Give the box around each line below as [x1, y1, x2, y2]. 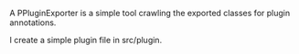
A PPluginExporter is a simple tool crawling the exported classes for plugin [9, 8, 291, 18]
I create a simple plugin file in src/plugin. [9, 35, 163, 45]
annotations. [9, 17, 57, 28]
